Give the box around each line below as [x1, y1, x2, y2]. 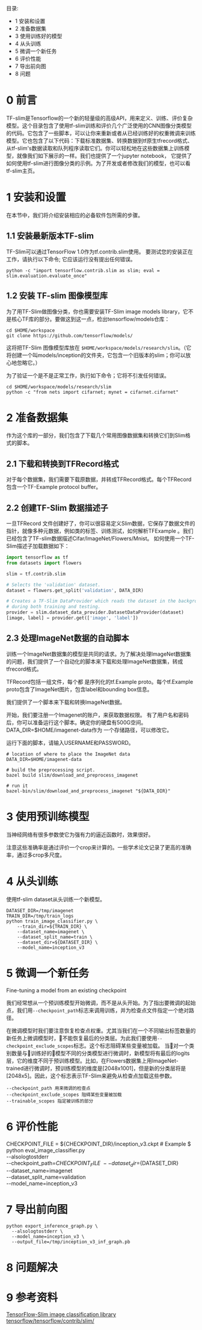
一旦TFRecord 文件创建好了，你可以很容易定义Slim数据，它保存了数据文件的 [6, 520, 195, 527]
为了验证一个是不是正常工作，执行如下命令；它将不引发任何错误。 [6, 371, 170, 379]
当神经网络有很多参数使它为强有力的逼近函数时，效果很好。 [6, 831, 154, 838]
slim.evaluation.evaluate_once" [6, 273, 87, 279]
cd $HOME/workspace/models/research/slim [6, 384, 112, 390]
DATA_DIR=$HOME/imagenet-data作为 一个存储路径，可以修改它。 [6, 726, 173, 733]
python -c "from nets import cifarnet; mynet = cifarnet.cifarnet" [6, 389, 179, 395]
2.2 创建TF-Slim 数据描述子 [6, 503, 108, 513]
